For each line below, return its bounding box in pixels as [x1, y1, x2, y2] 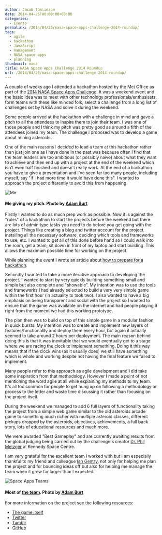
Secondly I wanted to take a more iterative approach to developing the [5, 272, 145, 278]
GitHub [12, 525, 27, 531]
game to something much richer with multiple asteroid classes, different [5, 414, 148, 420]
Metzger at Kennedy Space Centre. [5, 444, 75, 450]
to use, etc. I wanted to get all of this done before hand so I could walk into [5, 237, 154, 243]
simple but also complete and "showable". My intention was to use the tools [5, 282, 156, 288]
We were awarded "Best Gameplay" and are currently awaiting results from [5, 433, 155, 439]
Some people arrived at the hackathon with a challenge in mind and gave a [5, 114, 154, 120]
